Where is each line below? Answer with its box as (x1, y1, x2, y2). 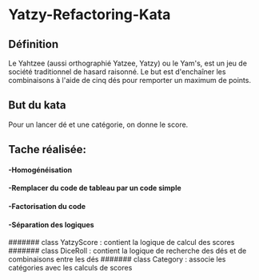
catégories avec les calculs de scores (8, 263, 133, 273)
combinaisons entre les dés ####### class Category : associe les (8, 254, 226, 264)
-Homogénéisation (8, 165, 73, 175)
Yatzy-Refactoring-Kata (8, 6, 171, 24)
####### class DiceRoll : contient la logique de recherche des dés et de (8, 246, 247, 256)
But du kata (8, 98, 66, 112)
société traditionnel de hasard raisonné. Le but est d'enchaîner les (8, 67, 226, 77)
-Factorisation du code (8, 201, 86, 211)
